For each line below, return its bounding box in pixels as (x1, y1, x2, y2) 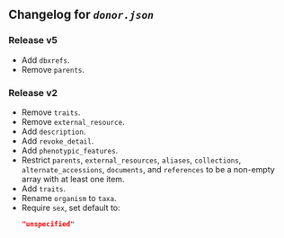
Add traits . (21, 183, 67, 194)
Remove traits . (21, 107, 81, 118)
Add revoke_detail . (21, 135, 94, 146)
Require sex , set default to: (21, 202, 120, 213)
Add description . (21, 126, 86, 137)
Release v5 (8, 34, 58, 47)
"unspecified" (21, 219, 75, 228)
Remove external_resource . (21, 116, 125, 127)
